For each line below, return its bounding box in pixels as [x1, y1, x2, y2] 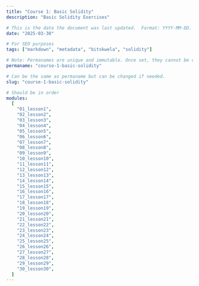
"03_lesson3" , [17, 117, 52, 123]
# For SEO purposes [6, 41, 54, 47]
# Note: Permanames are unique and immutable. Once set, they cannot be [6, 57, 190, 63]
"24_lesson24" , [17, 233, 54, 239]
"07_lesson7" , [17, 139, 52, 145]
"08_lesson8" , [17, 144, 52, 151]
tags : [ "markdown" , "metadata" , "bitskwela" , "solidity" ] [6, 47, 152, 53]
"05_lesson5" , [17, 128, 52, 134]
